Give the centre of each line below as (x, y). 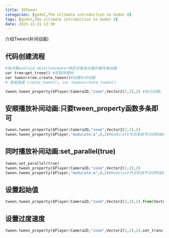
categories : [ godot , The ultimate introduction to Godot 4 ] (68, 15)
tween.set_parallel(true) (32, 163)
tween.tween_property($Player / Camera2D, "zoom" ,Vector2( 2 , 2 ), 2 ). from (78, 202)
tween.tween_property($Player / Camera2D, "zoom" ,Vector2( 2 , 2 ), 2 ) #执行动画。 (84, 91)
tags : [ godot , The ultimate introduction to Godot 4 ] (62, 19)
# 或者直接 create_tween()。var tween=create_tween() (61, 82)
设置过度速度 (25, 219)
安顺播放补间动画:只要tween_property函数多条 (78, 108)
